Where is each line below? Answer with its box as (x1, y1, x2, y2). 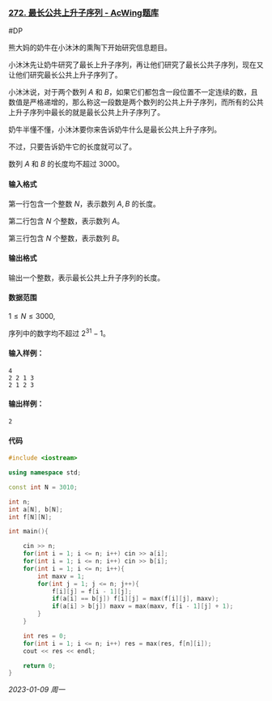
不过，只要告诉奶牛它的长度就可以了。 (8, 142, 136, 151)
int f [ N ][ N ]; (8, 512, 53, 521)
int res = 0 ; (23, 631, 67, 640)
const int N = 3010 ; (8, 483, 79, 491)
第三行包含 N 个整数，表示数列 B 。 (8, 233, 124, 243)
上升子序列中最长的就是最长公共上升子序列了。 (8, 108, 164, 117)
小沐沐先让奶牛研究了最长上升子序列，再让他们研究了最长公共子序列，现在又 (8, 60, 264, 70)
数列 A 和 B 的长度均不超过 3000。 (8, 159, 124, 169)
